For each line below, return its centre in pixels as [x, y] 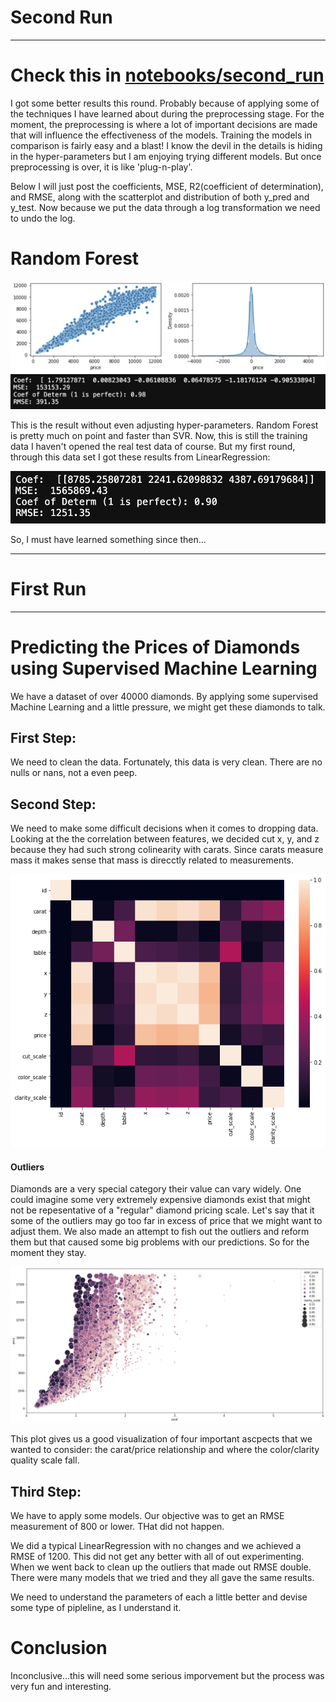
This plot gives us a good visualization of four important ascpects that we [161, 1439]
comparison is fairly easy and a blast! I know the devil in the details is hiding [166, 145]
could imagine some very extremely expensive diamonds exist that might [160, 1200]
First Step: [43, 737]
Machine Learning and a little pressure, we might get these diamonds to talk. [168, 707]
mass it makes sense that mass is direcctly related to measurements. [152, 860]
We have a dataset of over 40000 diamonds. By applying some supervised [164, 696]
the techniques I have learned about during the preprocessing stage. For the [167, 113]
